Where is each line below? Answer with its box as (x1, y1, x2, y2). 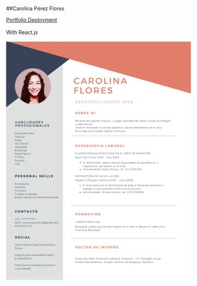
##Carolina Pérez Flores (6, 5, 64, 12)
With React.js (6, 29, 38, 36)
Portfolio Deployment (6, 16, 57, 23)
